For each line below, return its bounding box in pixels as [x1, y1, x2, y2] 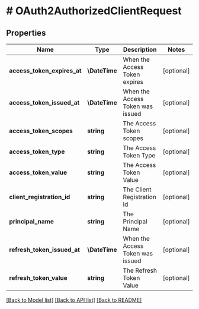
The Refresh [123, 266, 157, 275]
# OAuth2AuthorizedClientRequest [6, 4, 182, 18]
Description [123, 46, 157, 53]
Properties [6, 28, 46, 38]
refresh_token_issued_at [9, 245, 80, 254]
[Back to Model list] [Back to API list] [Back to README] [6, 297, 142, 304]
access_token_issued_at [9, 99, 80, 106]
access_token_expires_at [9, 67, 82, 75]
